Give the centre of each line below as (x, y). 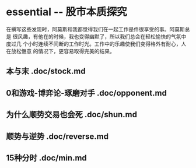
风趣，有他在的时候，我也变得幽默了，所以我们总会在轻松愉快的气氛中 (102, 36)
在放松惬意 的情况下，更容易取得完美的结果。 (60, 51)
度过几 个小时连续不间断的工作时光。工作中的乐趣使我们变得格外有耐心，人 (96, 44)
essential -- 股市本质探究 (66, 12)
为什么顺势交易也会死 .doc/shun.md (72, 115)
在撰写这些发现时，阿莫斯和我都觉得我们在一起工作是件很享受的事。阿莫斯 (95, 29)
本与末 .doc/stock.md (46, 71)
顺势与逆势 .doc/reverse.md (57, 136)
